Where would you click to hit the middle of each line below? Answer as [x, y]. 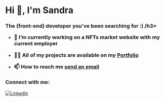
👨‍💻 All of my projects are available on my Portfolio [76, 55]
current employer [36, 44]
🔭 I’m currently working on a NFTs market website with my [87, 37]
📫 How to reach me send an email [57, 67]
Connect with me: [28, 82]
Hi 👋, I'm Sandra [39, 10]
